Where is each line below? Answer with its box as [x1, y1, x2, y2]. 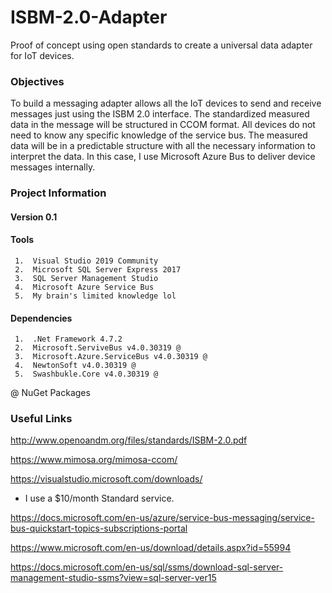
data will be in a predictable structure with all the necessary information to [10, 140, 316, 152]
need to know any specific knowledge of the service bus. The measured [10, 129, 308, 141]
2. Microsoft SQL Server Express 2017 [14, 264, 182, 275]
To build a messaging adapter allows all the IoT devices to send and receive [10, 97, 322, 110]
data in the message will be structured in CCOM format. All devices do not [10, 119, 316, 131]
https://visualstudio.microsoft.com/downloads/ [10, 473, 203, 485]
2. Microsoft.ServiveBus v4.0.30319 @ [14, 343, 182, 353]
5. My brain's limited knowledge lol [14, 291, 177, 301]
